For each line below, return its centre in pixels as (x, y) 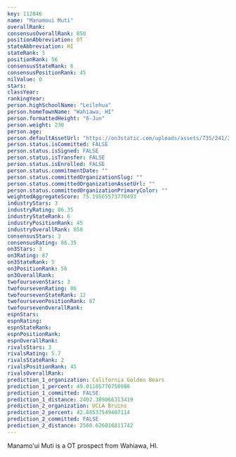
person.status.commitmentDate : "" (58, 170)
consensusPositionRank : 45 (47, 72)
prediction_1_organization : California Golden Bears (86, 380)
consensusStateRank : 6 (40, 66)
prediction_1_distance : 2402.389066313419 (70, 399)
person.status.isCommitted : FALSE (58, 145)
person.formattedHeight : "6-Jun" (56, 118)
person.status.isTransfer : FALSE (56, 158)
